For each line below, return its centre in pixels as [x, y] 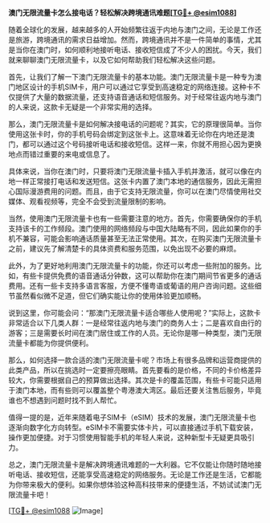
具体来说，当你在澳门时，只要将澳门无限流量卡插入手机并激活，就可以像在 [131, 171]
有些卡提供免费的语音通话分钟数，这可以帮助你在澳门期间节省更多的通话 [142, 276]
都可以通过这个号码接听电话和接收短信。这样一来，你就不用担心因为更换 [142, 144]
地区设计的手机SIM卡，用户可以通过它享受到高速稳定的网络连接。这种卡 [134, 87]
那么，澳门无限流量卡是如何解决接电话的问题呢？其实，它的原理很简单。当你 [135, 124]
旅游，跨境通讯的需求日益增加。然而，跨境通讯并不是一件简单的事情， [131, 40]
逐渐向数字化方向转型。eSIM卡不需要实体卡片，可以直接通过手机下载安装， [133, 427]
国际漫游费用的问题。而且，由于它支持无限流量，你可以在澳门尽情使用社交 [138, 191]
